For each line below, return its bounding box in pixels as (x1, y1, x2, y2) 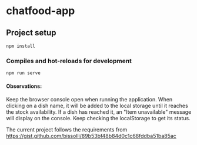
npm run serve (6, 70, 41, 76)
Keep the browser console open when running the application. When (6, 95, 173, 103)
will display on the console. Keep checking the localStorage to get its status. (6, 114, 191, 121)
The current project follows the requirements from (6, 126, 128, 133)
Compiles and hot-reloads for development (6, 57, 132, 65)
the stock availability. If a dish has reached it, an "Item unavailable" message (6, 108, 192, 116)
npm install (6, 43, 35, 49)
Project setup (6, 28, 57, 38)
